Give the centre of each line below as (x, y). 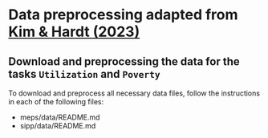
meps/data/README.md (60, 117)
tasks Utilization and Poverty (84, 74)
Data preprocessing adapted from (123, 15)
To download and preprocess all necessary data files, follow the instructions (134, 93)
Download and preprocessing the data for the (124, 61)
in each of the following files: (56, 101)
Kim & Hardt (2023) (74, 32)
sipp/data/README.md (58, 126)
